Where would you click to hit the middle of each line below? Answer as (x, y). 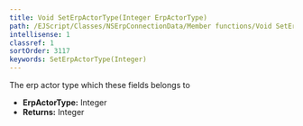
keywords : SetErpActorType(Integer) (78, 59)
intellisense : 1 (40, 34)
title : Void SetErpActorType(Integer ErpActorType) (108, 18)
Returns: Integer (53, 112)
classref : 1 (32, 43)
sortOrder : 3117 (40, 51)
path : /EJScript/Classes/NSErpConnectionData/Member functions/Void (141, 26)
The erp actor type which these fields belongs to (100, 85)
